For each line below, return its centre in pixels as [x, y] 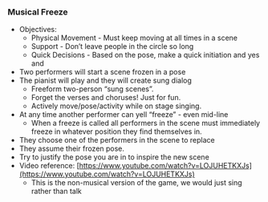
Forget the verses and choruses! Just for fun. [106, 98]
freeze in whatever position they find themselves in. [116, 131]
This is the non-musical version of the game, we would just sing [136, 183]
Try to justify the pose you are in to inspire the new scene [114, 157]
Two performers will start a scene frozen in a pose [102, 72]
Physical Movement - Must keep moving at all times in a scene [134, 38]
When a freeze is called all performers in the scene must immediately [146, 123]
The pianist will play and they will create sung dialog [105, 81]
